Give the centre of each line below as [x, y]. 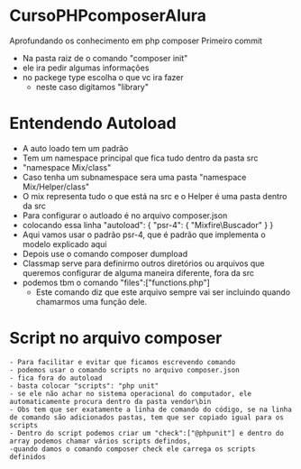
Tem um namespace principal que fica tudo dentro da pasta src [140, 158]
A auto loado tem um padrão [75, 148]
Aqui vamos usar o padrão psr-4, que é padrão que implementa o [144, 234]
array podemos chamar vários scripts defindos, [100, 441]
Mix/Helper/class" [56, 187]
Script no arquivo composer [116, 338]
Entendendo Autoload [93, 124]
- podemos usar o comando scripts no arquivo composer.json [125, 370]
